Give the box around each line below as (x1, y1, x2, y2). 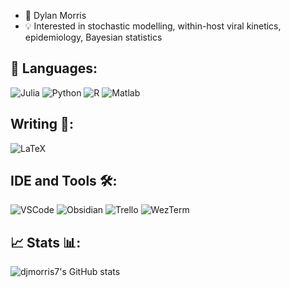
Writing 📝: (10, 116, 74, 133)
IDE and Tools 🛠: (10, 173, 118, 190)
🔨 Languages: (10, 60, 98, 77)
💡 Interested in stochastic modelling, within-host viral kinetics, (24, 20, 282, 32)
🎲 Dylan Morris (24, 10, 87, 21)
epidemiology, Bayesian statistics (24, 31, 163, 43)
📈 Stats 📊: (10, 234, 82, 251)
